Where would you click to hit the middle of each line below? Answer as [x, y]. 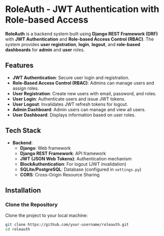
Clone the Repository [32, 204]
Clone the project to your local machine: [47, 215]
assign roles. [26, 88]
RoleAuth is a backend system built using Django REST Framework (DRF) [81, 34]
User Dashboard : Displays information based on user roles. [74, 115]
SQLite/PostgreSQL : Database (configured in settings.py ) [80, 169]
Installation [23, 190]
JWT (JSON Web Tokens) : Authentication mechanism [76, 158]
